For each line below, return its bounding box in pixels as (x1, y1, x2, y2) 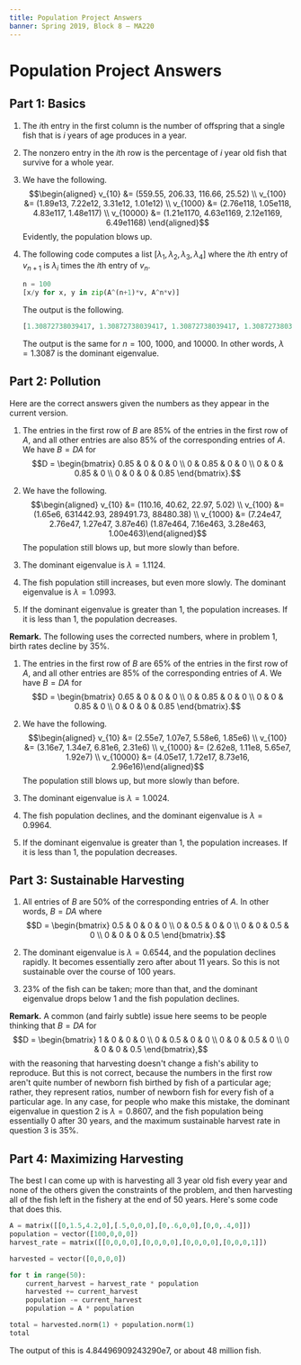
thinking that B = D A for (9, 1020, 97, 1032)
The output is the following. (22, 304, 124, 315)
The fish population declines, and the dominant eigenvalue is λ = (22, 810, 263, 821)
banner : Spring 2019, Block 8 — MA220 (9, 22, 155, 31)
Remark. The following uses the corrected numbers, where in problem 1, (9, 631, 279, 642)
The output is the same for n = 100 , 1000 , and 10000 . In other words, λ (22, 338, 285, 349)
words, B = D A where (22, 906, 102, 917)
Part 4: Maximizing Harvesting (9, 1151, 184, 1167)
